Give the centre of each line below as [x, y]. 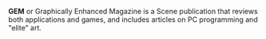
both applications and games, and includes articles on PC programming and [133, 19]
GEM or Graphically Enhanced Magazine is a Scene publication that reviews [133, 11]
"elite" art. [25, 28]
